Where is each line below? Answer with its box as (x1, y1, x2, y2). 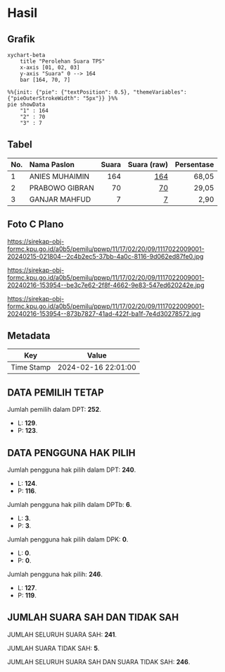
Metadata (7, 330, 51, 342)
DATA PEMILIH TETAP (7, 386, 104, 398)
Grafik (7, 33, 35, 45)
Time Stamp (11, 362, 51, 372)
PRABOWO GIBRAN (29, 183, 94, 193)
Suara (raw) (127, 159, 169, 169)
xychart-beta (7, 51, 46, 59)
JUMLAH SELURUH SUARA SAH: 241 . (7, 630, 117, 639)
